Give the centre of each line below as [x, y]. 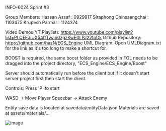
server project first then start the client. [46, 78]
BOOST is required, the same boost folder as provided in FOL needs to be [81, 58]
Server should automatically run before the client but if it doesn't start [77, 73]
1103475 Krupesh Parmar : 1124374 [41, 22]
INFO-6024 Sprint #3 [27, 7]
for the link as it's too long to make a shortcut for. [56, 48]
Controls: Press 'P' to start [32, 88]
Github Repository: [122, 38]
